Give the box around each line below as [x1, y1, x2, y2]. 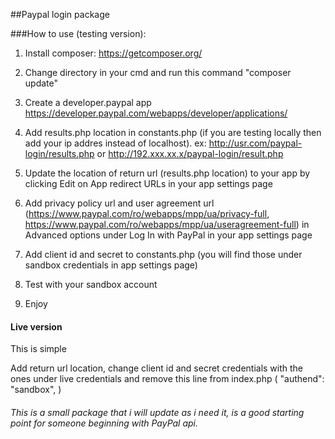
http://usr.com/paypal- [208, 137, 303, 149]
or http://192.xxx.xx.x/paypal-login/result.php [96, 148, 284, 159]
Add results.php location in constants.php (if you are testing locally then [24, 127, 322, 138]
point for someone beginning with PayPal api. [10, 417, 199, 429]
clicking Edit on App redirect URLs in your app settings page [24, 178, 273, 189]
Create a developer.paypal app [24, 97, 152, 108]
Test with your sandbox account [24, 279, 158, 290]
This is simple [10, 343, 67, 355]
